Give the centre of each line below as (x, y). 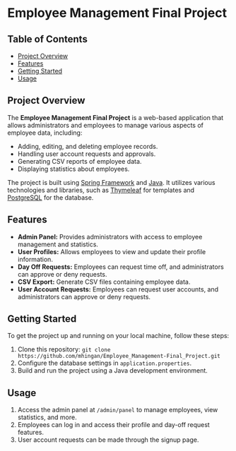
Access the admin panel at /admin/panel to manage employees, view (118, 410)
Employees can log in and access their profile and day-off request (113, 425)
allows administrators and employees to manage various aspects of (105, 125)
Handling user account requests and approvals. (87, 154)
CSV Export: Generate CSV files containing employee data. (104, 282)
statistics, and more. (47, 417)
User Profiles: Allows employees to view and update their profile (112, 251)
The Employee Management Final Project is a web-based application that (116, 117)
